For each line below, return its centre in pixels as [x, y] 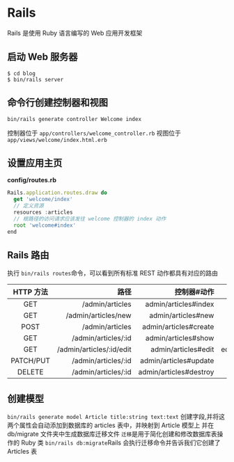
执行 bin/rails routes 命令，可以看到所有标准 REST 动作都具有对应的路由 [112, 273]
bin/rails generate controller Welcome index [74, 119]
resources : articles [43, 212]
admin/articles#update [177, 361]
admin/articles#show [180, 338]
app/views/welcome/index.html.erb [57, 140]
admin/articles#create [178, 327]
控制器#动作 [194, 292]
